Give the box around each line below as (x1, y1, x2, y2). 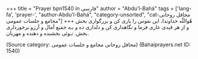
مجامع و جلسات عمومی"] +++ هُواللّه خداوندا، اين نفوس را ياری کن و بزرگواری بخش (6, 18, 193, 24)
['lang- (175, 5, 192, 12)
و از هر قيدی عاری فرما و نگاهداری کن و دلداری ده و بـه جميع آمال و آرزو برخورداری (6, 23, 189, 30)
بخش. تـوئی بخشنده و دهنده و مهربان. (6, 30, 89, 37)
